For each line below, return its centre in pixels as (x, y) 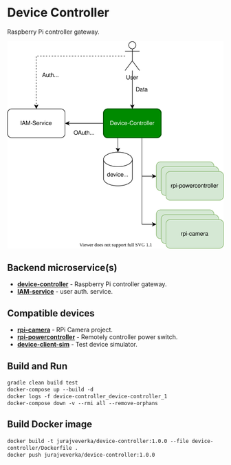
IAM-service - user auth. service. (65, 292)
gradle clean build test (43, 383)
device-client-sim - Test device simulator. (77, 345)
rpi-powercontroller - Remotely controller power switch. (97, 337)
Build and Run (37, 366)
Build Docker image (50, 424)
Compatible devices (51, 313)
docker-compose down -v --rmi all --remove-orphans (82, 404)
